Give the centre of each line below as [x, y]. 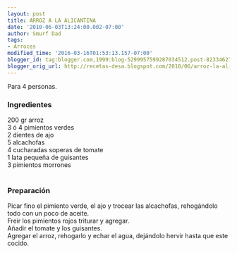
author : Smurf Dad [34, 33]
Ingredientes [30, 104]
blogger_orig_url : [34, 66]
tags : [15, 40]
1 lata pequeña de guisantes [48, 157]
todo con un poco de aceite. [48, 214]
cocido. [18, 243]
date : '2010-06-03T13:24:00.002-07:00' [66, 27]
